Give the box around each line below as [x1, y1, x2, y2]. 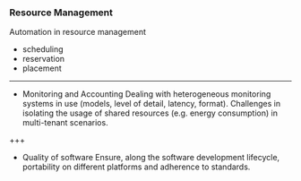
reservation [21, 54, 65, 65]
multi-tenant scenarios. [21, 117, 109, 128]
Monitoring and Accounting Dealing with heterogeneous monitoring [21, 89, 271, 99]
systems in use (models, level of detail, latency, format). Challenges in [21, 99, 280, 109]
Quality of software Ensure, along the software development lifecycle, [21, 152, 280, 163]
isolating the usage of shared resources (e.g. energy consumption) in [21, 108, 278, 118]
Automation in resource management [9, 27, 146, 38]
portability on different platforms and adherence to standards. [21, 161, 251, 172]
